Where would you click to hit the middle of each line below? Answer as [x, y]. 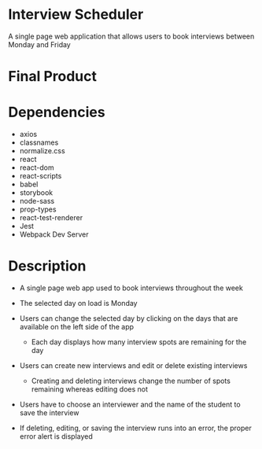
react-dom [37, 167]
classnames [39, 142]
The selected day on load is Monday [78, 303]
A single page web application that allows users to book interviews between [131, 36]
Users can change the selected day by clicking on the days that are [129, 318]
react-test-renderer [51, 218]
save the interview [49, 413]
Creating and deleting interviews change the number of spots [131, 381]
